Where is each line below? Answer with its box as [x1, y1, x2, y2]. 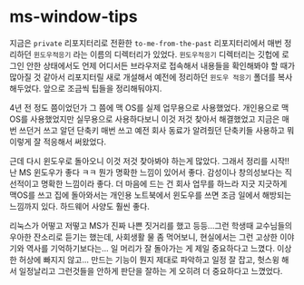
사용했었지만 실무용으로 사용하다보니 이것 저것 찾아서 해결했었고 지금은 [30, 113, 280, 124]
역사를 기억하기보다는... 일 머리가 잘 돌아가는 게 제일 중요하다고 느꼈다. [25, 242, 275, 253]
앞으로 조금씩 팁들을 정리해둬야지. [43, 83, 162, 93]
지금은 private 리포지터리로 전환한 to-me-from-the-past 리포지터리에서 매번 [9, 37, 283, 48]
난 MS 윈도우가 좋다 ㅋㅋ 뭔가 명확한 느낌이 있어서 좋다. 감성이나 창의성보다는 [9, 166, 283, 178]
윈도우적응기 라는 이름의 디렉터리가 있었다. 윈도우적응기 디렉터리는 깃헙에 [33, 48, 279, 60]
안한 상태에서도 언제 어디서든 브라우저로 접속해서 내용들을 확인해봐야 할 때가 [25, 60, 296, 71]
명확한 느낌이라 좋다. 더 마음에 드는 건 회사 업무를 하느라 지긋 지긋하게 [40, 178, 288, 189]
